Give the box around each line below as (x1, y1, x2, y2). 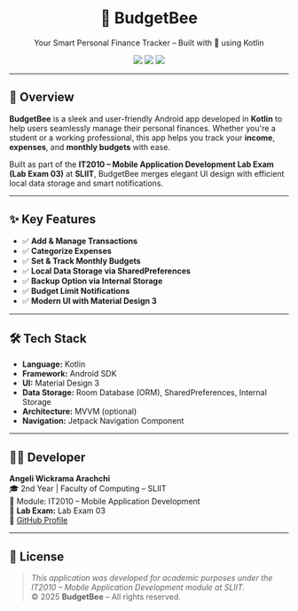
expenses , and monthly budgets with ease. (9, 141, 171, 152)
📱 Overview (9, 90, 74, 105)
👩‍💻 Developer (9, 449, 86, 464)
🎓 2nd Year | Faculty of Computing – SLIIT (9, 483, 167, 494)
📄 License (9, 549, 65, 564)
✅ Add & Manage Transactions (21, 235, 138, 246)
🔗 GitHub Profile (9, 515, 68, 526)
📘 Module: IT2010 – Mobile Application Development (9, 496, 201, 507)
